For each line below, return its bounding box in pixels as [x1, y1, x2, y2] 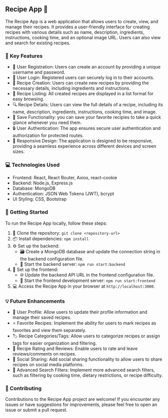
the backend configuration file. [20, 255, 84, 262]
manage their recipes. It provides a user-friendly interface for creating [5, 24, 150, 30]
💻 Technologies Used [5, 162, 60, 169]
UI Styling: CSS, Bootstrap [12, 196, 67, 202]
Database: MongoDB [12, 185, 56, 191]
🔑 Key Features [5, 52, 43, 59]
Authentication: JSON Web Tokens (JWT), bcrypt [12, 191, 114, 197]
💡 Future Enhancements [5, 298, 65, 305]
